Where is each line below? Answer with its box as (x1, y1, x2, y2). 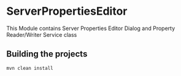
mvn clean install (6, 65, 53, 71)
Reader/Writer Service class (6, 31, 77, 38)
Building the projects (6, 49, 88, 59)
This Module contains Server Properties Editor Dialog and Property (6, 25, 175, 32)
